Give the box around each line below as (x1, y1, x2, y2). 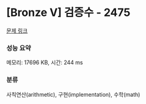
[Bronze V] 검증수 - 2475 (6, 6, 131, 20)
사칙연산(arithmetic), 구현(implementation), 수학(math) (6, 91, 141, 98)
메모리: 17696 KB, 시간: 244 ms (6, 59, 84, 66)
